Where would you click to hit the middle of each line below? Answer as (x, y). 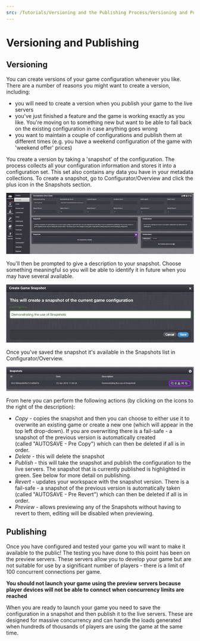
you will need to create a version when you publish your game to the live (104, 103)
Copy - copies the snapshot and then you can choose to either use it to (102, 418)
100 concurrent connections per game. (54, 571)
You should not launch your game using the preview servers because (93, 583)
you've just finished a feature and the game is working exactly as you (100, 116)
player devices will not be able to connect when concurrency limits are (95, 589)
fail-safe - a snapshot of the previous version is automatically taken (97, 488)
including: (18, 92)
